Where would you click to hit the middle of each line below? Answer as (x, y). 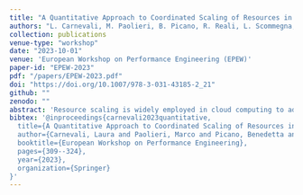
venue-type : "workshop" (54, 43)
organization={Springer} (64, 168)
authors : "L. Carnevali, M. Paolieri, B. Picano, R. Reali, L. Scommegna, (153, 26)
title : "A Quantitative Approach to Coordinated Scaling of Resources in (151, 18)
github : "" (30, 93)
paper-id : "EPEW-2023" (52, 68)
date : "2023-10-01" (46, 51)
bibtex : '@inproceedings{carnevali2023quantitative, (110, 118)
